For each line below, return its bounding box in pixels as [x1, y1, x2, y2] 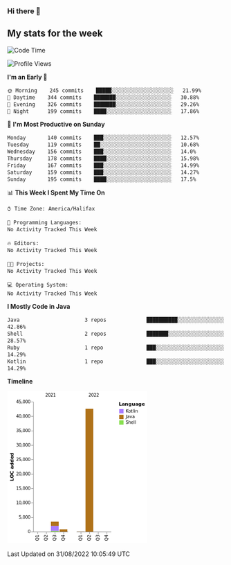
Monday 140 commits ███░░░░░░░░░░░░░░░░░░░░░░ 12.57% [7, 134, 199, 141]
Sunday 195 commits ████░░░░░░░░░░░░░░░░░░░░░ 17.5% [7, 176, 196, 183]
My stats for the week [7, 28, 103, 39]
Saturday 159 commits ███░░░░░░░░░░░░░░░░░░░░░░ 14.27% [7, 169, 199, 176]
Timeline [7, 377, 33, 385]
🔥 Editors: [7, 240, 39, 246]
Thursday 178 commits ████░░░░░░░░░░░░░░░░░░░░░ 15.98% [7, 155, 199, 162]
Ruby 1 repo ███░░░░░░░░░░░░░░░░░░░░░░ [7, 344, 225, 351]
